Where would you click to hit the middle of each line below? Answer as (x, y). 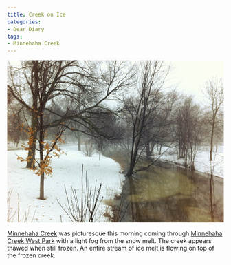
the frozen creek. (32, 255)
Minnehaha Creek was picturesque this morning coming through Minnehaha (115, 233)
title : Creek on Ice (37, 14)
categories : (24, 22)
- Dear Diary (26, 29)
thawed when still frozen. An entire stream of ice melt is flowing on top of (111, 248)
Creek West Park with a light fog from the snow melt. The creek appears (109, 240)
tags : (15, 36)
